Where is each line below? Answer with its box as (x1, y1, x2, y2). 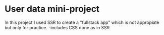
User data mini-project (4, 3, 100, 15)
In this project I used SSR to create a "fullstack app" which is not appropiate (4, 19, 160, 25)
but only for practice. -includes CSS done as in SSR (4, 24, 110, 30)
